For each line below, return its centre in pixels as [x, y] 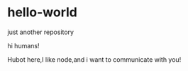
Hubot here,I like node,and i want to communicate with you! [94, 59]
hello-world [43, 12]
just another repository [41, 32]
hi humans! [23, 45]
